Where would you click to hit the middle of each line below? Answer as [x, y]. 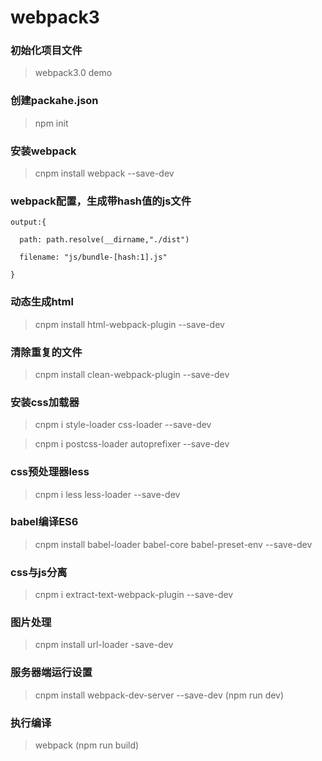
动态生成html [42, 302]
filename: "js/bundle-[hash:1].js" [93, 257]
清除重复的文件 [46, 352]
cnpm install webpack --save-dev [104, 173]
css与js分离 [39, 572]
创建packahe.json [54, 101]
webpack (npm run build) [87, 745]
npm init [51, 123]
